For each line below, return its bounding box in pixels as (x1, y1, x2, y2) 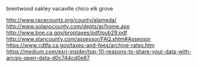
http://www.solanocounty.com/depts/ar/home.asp (6, 23, 130, 30)
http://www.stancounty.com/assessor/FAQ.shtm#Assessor (6, 36, 151, 42)
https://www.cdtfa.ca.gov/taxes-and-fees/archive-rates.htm (6, 42, 155, 49)
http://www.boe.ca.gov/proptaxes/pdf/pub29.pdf (6, 29, 128, 36)
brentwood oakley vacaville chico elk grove (6, 5, 113, 12)
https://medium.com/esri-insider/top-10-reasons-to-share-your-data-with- (6, 48, 192, 55)
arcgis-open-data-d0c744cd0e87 (6, 55, 90, 61)
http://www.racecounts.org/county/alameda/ (6, 17, 117, 23)
